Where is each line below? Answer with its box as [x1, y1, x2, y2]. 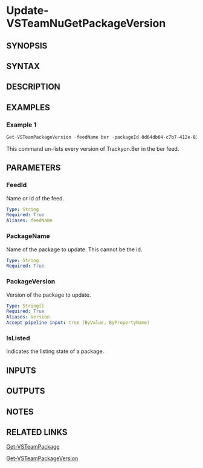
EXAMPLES [6, 102, 50, 113]
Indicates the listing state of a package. [6, 348, 105, 355]
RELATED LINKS [6, 427, 68, 437]
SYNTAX [6, 61, 40, 71]
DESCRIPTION [6, 82, 60, 92]
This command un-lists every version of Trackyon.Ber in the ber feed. [6, 145, 179, 152]
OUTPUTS [6, 386, 45, 397]
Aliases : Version [6, 314, 50, 320]
